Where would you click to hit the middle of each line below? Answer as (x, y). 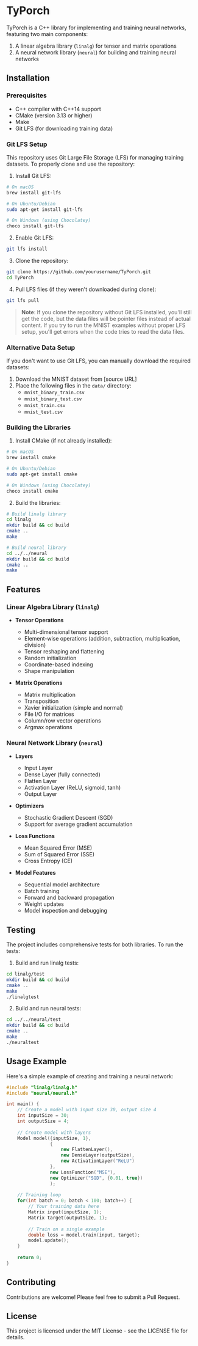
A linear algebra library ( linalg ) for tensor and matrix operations (96, 46)
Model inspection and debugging (66, 911)
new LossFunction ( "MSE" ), (83, 1172)
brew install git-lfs (34, 193)
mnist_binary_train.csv (55, 392)
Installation (28, 78)
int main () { (23, 1104)
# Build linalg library (37, 514)
